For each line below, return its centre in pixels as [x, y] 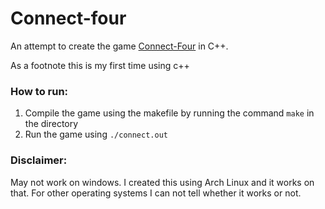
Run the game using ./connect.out [96, 134]
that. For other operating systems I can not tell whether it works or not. [156, 193]
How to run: [39, 91]
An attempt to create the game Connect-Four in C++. [119, 46]
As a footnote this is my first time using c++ [100, 65]
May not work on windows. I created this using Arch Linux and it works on [162, 182]
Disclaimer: [39, 160]
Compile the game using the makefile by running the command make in [169, 113]
